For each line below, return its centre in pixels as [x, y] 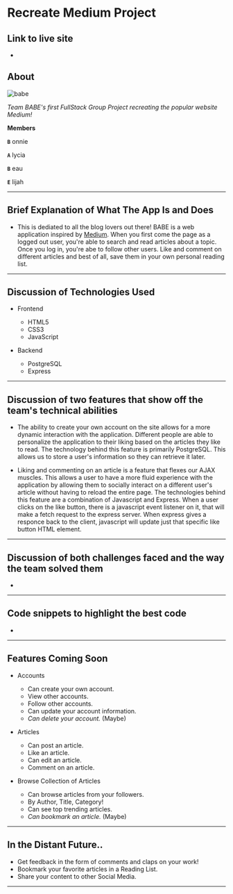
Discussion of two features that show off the [105, 400]
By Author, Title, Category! [66, 802]
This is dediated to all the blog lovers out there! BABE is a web [106, 226]
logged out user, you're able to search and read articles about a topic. [117, 242]
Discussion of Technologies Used [81, 292]
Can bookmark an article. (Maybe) [77, 816]
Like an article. [49, 752]
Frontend [30, 309]
